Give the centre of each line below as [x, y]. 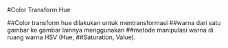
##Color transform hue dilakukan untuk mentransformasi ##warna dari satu [114, 23]
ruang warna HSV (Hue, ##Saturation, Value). [71, 37]
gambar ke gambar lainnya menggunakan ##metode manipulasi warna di [111, 30]
